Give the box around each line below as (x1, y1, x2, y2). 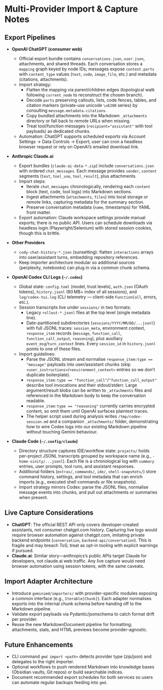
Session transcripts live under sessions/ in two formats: (19, 304, 131, 310)
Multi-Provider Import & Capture (4, 3, 138, 15)
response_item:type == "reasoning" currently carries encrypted (26, 403, 155, 409)
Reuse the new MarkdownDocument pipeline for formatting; (11, 621, 132, 627)
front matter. (26, 209, 52, 215)
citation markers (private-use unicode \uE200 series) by (26, 103, 138, 108)
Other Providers (11, 240, 45, 245)
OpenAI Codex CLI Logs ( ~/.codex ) (11, 274, 83, 280)
